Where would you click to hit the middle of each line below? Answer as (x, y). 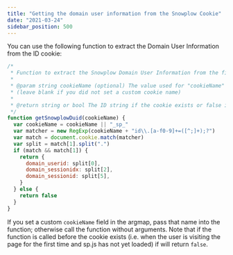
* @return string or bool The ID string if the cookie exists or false (116, 105)
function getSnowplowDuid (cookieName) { (67, 118)
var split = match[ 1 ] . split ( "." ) (62, 144)
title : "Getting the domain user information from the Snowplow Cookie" (114, 14)
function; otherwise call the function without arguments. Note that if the (110, 229)
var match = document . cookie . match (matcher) (79, 138)
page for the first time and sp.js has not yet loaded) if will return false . (107, 244)
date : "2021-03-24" (35, 20)
